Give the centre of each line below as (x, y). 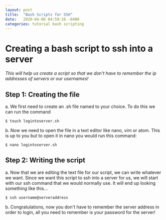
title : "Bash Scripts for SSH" (39, 15)
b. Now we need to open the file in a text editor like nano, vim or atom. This (83, 130)
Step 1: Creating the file (42, 94)
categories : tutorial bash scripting (45, 24)
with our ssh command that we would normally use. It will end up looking (80, 183)
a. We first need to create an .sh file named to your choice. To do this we (80, 106)
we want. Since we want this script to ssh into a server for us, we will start (82, 178)
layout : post (19, 10)
